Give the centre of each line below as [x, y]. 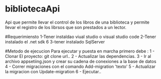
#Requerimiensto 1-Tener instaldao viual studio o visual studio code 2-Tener [80, 37]
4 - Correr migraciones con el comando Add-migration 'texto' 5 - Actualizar [80, 66]
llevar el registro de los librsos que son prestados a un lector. [66, 27]
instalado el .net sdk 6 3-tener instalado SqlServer [55, 41]
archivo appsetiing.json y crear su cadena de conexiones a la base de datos [81, 61]
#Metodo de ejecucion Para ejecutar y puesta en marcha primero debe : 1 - [80, 51]
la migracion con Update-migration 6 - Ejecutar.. [53, 71]
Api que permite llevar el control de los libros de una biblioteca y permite [77, 22]
